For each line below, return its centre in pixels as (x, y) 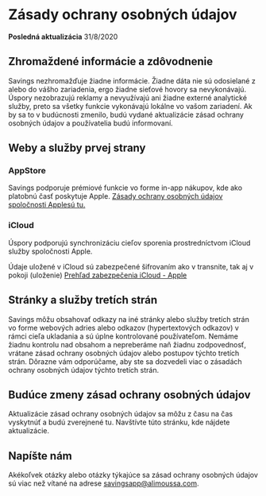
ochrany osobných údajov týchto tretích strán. (84, 370)
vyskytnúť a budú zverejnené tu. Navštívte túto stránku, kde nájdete (119, 422)
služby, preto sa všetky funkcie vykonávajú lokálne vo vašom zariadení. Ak (130, 106)
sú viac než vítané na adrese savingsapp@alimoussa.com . (104, 483)
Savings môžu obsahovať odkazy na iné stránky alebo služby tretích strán (129, 319)
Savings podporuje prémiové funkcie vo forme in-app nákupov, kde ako (125, 188)
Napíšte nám (40, 456)
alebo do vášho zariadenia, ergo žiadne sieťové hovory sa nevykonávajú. (127, 89)
